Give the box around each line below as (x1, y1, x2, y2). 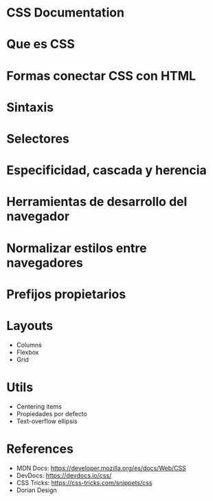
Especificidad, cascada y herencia (6, 163, 207, 178)
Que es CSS (6, 37, 75, 52)
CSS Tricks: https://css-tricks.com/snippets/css (16, 478, 153, 487)
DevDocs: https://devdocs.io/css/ (16, 471, 112, 480)
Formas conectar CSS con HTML (6, 68, 197, 83)
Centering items (16, 402, 63, 411)
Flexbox (16, 348, 39, 356)
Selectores (6, 131, 69, 146)
